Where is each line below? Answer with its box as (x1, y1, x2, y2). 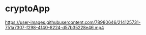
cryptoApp (5, 3, 50, 14)
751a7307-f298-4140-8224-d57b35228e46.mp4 (5, 24, 104, 30)
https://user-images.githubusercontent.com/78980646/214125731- (5, 19, 141, 25)
